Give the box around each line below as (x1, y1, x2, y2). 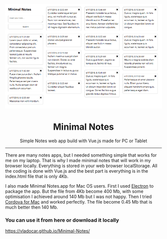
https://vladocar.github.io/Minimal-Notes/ (5, 228, 90, 234)
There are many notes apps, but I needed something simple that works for (5, 152, 157, 158)
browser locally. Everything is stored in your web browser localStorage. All (5, 163, 158, 169)
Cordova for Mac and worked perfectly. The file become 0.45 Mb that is (5, 199, 153, 205)
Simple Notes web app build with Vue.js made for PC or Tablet (19, 138, 148, 144)
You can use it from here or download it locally (5, 217, 119, 224)
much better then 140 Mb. (5, 204, 58, 210)
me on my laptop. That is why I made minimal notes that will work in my (5, 157, 151, 163)
